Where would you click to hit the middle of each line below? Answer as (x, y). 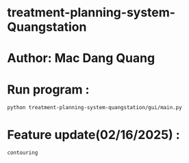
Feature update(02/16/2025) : (93, 135)
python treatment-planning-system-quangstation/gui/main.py (95, 108)
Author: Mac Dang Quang (81, 58)
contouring (23, 153)
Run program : (48, 89)
